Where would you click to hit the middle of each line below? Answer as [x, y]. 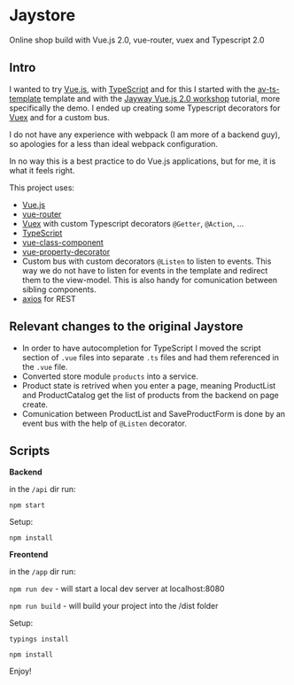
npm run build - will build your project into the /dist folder [114, 606]
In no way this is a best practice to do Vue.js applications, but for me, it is [143, 161]
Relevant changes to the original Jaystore [126, 327]
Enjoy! [21, 671]
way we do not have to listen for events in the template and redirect [145, 270]
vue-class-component [62, 242]
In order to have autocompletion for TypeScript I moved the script [141, 348]
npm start [27, 505]
